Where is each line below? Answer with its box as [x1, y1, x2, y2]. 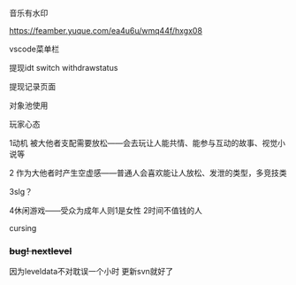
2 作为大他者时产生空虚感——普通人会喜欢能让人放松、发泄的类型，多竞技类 [9, 167, 287, 178]
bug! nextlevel [9, 244, 72, 257]
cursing [9, 223, 37, 233]
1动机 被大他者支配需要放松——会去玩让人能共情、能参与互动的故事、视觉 [9, 138, 278, 148]
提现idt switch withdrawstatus [9, 63, 118, 73]
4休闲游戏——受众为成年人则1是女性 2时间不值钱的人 [9, 205, 203, 215]
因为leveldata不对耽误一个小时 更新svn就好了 [9, 266, 174, 277]
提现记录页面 [9, 81, 56, 91]
